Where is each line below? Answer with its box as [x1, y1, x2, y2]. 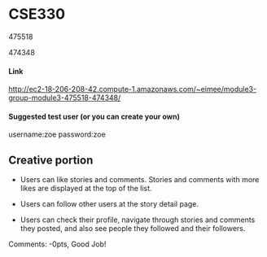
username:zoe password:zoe [8, 129, 106, 139]
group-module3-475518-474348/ [8, 93, 121, 102]
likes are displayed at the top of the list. [20, 184, 152, 194]
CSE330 [8, 5, 66, 24]
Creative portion [8, 153, 94, 167]
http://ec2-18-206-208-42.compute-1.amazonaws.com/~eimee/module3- [8, 85, 257, 94]
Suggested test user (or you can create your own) [8, 111, 181, 121]
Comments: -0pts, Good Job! [8, 239, 107, 249]
